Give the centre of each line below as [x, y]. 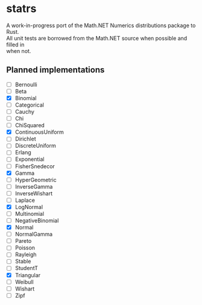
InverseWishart [34, 193]
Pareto [23, 241]
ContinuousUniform [39, 132]
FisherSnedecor [35, 166]
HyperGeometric [36, 180]
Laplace [25, 200]
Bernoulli [26, 84]
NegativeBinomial [37, 221]
